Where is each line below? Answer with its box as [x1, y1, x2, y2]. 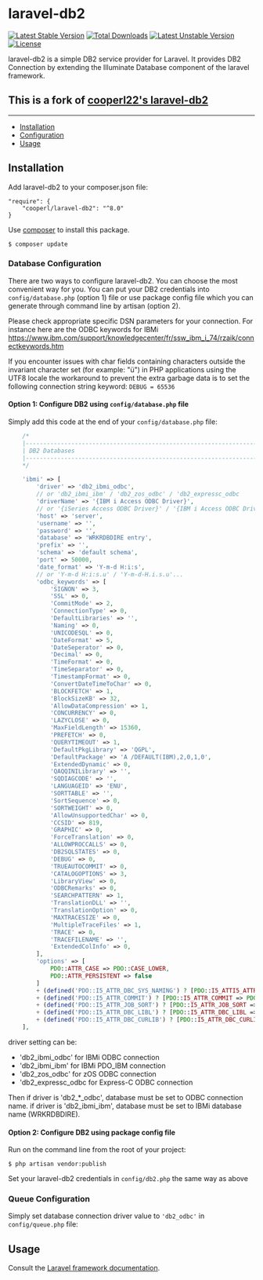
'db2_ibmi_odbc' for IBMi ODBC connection [19, 1052, 160, 1062]
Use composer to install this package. [8, 225, 130, 234]
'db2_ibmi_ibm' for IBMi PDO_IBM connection [19, 1061, 166, 1070]
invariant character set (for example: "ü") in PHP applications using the [8, 364, 236, 374]
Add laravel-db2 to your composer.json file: [8, 182, 149, 192]
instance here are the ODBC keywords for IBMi [8, 324, 159, 334]
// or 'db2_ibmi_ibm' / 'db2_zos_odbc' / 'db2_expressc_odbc [36, 490, 240, 499]
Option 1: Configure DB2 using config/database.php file [8, 400, 189, 409]
